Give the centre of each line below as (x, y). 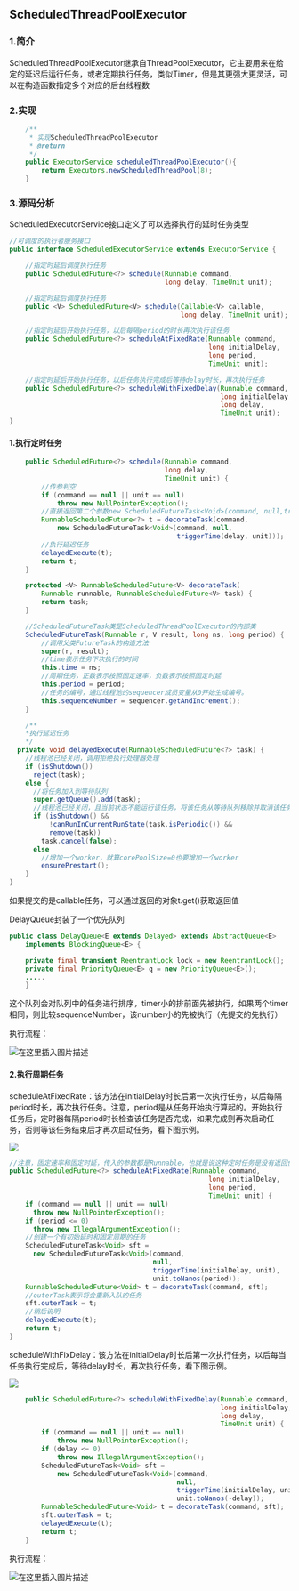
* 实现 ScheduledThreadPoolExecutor (93, 137)
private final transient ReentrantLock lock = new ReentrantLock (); (155, 960)
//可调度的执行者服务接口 (50, 241)
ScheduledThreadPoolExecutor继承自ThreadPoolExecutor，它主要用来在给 (147, 62)
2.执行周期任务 (36, 1074)
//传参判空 (59, 487)
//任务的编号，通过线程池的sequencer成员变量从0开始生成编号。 (145, 692)
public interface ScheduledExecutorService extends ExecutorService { (143, 250)
